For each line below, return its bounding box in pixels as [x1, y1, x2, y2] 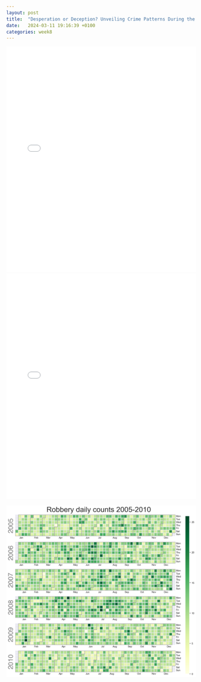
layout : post [6, 10, 39, 16]
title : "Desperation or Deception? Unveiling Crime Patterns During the [6, 16, 196, 22]
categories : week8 [6, 29, 52, 35]
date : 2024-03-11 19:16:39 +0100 [6, 22, 96, 28]
